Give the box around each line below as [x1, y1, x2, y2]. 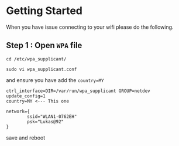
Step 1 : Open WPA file [6, 40, 82, 50]
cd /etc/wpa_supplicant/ [6, 56, 67, 62]
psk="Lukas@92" [27, 118, 64, 124]
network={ [6, 108, 30, 114]
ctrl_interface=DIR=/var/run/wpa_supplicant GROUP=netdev [6, 88, 150, 94]
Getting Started [6, 4, 83, 18]
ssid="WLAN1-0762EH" [27, 113, 77, 120]
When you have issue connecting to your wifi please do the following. [6, 23, 174, 30]
